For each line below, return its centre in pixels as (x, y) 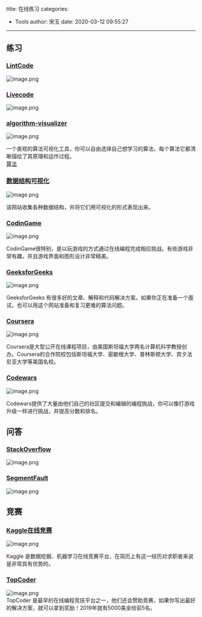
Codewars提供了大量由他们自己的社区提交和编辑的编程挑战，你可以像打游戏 (101, 403)
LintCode (20, 66)
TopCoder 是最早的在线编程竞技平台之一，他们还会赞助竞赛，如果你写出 (96, 600)
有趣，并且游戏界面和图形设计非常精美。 (61, 256)
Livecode (20, 94)
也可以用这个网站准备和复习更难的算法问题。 (72, 305)
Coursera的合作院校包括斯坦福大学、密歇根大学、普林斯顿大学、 (96, 354)
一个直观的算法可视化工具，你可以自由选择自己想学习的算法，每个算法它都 (98, 149)
